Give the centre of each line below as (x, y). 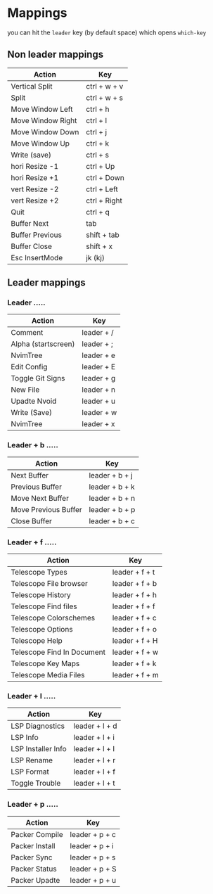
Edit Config (29, 367)
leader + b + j (111, 475)
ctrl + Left (102, 189)
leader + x (98, 424)
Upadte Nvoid (34, 401)
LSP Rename (32, 760)
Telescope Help (37, 641)
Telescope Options (42, 630)
